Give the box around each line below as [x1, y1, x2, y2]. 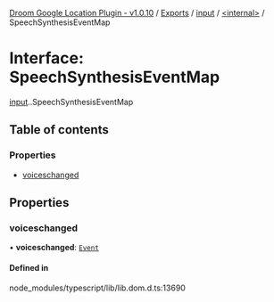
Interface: [9, 48, 85, 69]
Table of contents [9, 122, 109, 137]
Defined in [9, 262, 49, 273]
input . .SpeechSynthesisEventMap [9, 96, 134, 107]
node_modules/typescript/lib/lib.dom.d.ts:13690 [9, 282, 186, 293]
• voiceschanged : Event [9, 242, 100, 253]
